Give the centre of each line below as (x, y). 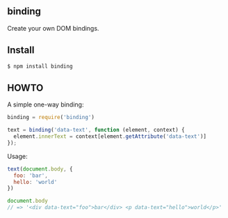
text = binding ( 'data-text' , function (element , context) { (96, 130)
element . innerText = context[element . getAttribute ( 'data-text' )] (110, 137)
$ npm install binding (40, 66)
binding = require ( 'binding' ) (51, 118)
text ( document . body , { (40, 169)
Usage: (17, 156)
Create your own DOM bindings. (53, 28)
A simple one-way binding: (46, 104)
